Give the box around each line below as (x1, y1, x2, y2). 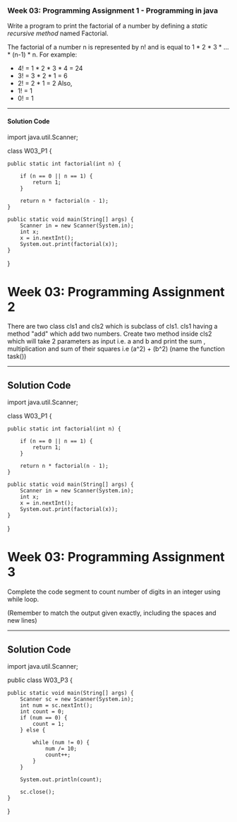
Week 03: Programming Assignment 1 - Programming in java (7, 6, 219, 16)
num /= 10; (44, 745, 78, 752)
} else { (20, 727, 46, 734)
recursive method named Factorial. (7, 29, 109, 37)
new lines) (7, 616, 37, 625)
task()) (7, 352, 27, 360)
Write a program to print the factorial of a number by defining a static (7, 22, 208, 30)
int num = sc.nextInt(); (20, 702, 93, 709)
